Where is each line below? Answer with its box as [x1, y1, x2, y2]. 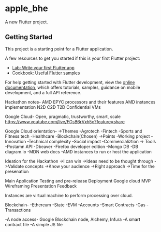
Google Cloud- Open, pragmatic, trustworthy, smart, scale [5, 114, 121, 119]
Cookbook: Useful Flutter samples [12, 70, 80, 76]
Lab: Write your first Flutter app [12, 65, 75, 70]
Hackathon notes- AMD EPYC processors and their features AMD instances [5, 99, 156, 105]
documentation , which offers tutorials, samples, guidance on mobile [5, 84, 140, 90]
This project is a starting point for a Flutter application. [5, 46, 113, 51]
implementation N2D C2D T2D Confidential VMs [5, 104, 101, 110]
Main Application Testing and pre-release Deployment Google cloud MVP [5, 178, 151, 183]
